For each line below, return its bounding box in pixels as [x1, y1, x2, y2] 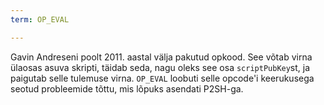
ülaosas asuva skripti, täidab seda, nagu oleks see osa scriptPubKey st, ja [10, 61, 311, 73]
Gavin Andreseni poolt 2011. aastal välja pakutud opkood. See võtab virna [10, 51, 313, 63]
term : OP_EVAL [10, 14, 70, 25]
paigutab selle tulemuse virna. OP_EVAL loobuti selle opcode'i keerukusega [10, 72, 315, 84]
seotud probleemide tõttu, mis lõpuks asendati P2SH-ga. [10, 82, 244, 95]
